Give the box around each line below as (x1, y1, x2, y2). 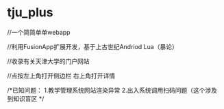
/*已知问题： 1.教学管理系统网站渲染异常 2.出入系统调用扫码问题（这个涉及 (7, 86, 218, 94)
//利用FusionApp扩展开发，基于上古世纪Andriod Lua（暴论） (7, 42, 178, 50)
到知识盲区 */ (7, 94, 45, 103)
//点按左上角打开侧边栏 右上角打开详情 (7, 72, 116, 80)
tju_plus (7, 5, 53, 20)
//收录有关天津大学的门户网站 (7, 57, 90, 65)
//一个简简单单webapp (7, 28, 71, 36)
